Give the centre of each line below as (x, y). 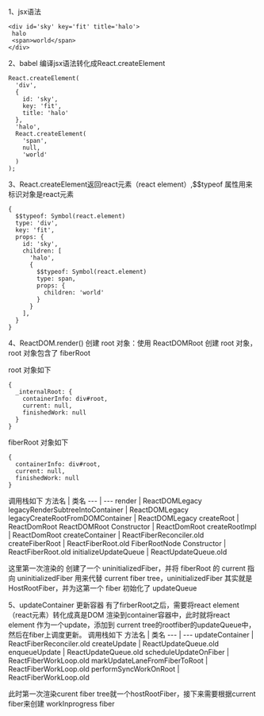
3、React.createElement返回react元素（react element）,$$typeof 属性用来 (130, 184)
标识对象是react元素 (41, 194)
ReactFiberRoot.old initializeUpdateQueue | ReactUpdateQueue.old (118, 552)
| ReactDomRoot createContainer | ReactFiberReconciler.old (106, 535)
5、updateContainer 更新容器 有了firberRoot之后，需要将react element (124, 605)
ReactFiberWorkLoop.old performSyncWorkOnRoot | (94, 669)
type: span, (57, 279)
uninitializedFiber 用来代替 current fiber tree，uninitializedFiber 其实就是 (135, 578)
